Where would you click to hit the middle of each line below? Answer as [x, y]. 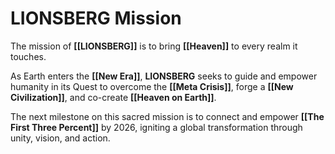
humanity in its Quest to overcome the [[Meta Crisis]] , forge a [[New [152, 86]
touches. [28, 56]
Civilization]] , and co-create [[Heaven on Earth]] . [113, 97]
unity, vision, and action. [60, 138]
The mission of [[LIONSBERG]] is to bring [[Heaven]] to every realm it [154, 46]
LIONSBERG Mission [96, 18]
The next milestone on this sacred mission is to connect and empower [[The [167, 116]
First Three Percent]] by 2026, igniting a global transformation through [156, 127]
